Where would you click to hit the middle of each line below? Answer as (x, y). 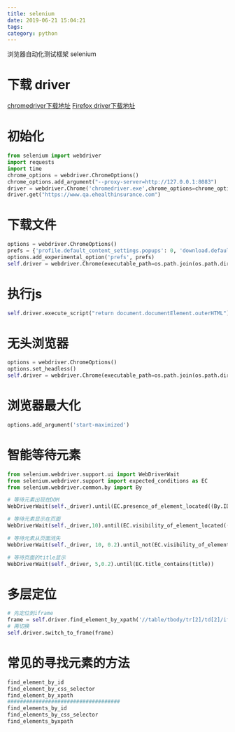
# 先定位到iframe (30, 614)
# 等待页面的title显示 (37, 558)
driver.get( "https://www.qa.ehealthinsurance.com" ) (84, 195)
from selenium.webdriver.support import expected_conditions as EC (108, 481)
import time (24, 169)
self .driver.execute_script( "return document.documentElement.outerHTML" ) (119, 313)
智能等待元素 (44, 455)
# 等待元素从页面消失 (34, 538)
